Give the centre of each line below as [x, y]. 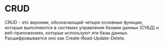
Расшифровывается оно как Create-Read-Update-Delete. [65, 38]
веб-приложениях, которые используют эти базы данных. [67, 33]
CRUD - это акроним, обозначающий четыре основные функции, [74, 22]
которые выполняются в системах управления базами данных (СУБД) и [82, 27]
